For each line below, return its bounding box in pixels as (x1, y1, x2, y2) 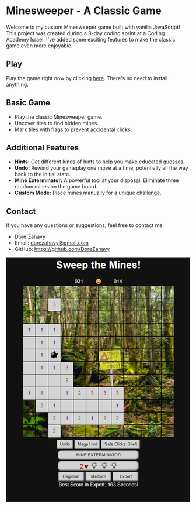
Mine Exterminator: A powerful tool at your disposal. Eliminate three (14, 177, 179, 184)
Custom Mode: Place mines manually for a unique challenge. (14, 189, 162, 197)
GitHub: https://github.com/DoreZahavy (14, 246, 110, 253)
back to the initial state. (14, 171, 71, 178)
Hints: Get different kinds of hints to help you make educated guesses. (14, 158, 185, 165)
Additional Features (6, 142, 79, 153)
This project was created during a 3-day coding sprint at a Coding (6, 29, 165, 36)
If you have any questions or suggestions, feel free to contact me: (6, 222, 164, 229)
